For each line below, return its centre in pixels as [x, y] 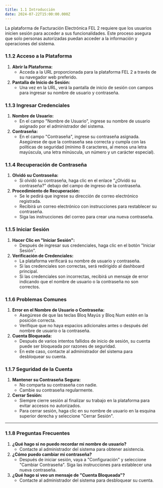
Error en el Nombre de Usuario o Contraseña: [58, 310]
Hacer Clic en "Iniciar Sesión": [43, 240]
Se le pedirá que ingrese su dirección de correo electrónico [79, 196]
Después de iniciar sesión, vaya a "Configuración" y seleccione [83, 459]
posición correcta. [37, 320]
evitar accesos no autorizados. [50, 406]
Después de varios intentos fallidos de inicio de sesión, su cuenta [85, 341]
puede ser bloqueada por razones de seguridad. [68, 346]
